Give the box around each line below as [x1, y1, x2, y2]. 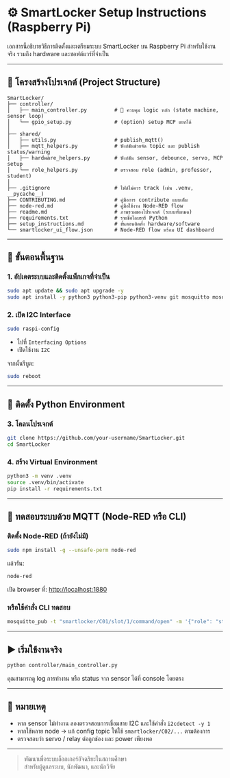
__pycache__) [7, 190, 44, 197]
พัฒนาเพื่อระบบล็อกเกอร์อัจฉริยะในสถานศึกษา [23, 755, 127, 763]
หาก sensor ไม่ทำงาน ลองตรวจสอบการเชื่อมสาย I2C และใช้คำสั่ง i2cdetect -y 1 [16, 719, 211, 727]
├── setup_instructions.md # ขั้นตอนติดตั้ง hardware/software [7, 221, 201, 227]
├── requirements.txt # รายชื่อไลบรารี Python [7, 214, 168, 221]
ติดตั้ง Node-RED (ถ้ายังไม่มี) [7, 531, 89, 540]
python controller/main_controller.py [7, 662, 118, 669]
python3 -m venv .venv [7, 473, 72, 479]
